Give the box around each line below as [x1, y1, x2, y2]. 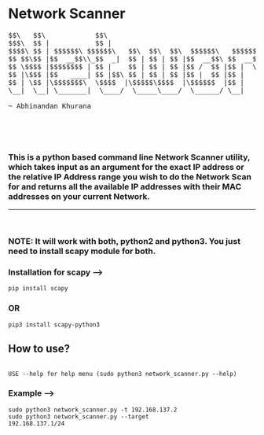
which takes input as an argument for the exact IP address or [8, 161, 245, 172]
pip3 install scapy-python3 [8, 320, 101, 329]
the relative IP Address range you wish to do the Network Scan [8, 171, 251, 182]
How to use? [8, 342, 71, 356]
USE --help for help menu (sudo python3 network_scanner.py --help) [8, 370, 237, 378]
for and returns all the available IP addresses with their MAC [8, 181, 242, 192]
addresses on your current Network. [8, 190, 151, 201]
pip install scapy [8, 285, 68, 293]
